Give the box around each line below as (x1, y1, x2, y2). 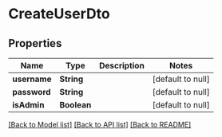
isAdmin (12, 100, 45, 110)
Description (98, 61, 145, 71)
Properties (8, 37, 62, 50)
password (12, 87, 51, 97)
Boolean (59, 100, 92, 110)
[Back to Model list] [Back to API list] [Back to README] (8, 120, 192, 129)
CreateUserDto (8, 5, 110, 23)
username (12, 73, 52, 84)
